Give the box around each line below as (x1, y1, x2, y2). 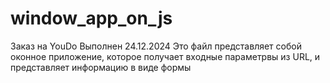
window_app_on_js (10, 7, 173, 30)
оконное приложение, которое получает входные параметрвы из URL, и (10, 50, 321, 62)
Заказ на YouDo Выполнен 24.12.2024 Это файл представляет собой (10, 40, 302, 52)
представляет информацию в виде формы (10, 61, 192, 73)
